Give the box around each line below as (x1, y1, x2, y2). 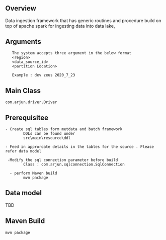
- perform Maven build (10, 171, 57, 176)
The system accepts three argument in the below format (12, 51, 132, 56)
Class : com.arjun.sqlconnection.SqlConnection (23, 162, 125, 167)
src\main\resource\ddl (23, 135, 71, 141)
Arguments (5, 37, 42, 46)
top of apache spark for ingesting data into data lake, (5, 23, 115, 29)
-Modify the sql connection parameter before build (7, 157, 118, 163)
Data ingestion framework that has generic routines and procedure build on (5, 17, 161, 24)
